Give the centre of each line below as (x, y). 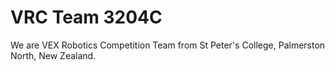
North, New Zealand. (53, 55)
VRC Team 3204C (86, 17)
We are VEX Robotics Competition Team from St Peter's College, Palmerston (168, 45)
